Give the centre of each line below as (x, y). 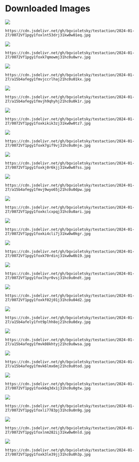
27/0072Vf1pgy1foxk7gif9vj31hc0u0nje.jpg (48, 145)
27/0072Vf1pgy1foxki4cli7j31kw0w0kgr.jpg (48, 233)
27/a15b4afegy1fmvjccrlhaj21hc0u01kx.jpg (48, 79)
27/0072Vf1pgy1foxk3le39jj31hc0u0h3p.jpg (48, 454)
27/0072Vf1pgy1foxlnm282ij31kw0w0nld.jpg (48, 432)
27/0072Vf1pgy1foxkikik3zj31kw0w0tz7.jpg (48, 123)
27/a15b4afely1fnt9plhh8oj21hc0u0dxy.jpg (48, 322)
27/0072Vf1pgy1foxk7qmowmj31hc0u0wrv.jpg (48, 57)
